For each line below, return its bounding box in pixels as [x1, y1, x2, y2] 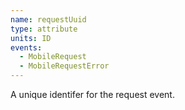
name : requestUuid [10, 14, 87, 25]
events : [10, 42, 43, 53]
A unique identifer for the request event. [10, 89, 175, 100]
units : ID [10, 33, 52, 43]
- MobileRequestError [19, 61, 110, 71]
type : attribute [10, 24, 78, 34]
